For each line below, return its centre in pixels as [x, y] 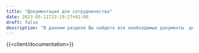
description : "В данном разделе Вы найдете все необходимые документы [95, 28]
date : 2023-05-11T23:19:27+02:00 [47, 17]
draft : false [22, 22]
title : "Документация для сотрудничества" [59, 11]
